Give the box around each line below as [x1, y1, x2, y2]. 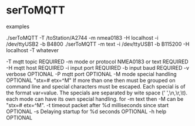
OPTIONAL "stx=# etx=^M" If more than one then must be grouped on [6, 77, 176, 84]
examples [6, 23, 30, 30]
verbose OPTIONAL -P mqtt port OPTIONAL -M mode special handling [6, 70, 177, 77]
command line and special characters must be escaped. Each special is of [6, 83, 186, 90]
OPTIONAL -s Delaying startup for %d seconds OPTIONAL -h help [6, 108, 167, 115]
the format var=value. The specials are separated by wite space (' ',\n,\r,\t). [6, 89, 188, 96]
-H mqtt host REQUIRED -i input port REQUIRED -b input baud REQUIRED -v [6, 64, 190, 71]
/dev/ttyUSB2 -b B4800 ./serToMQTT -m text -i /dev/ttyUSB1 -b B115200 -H [6, 40, 190, 47]
